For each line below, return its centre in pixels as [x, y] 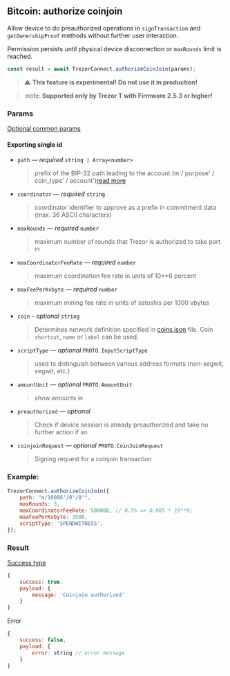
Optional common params [44, 128]
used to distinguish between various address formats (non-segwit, [129, 364]
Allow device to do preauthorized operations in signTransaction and [104, 28]
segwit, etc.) [52, 371]
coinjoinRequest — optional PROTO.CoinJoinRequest [90, 445]
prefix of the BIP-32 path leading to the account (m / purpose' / [124, 173]
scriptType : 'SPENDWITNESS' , [61, 523]
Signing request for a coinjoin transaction [93, 459]
